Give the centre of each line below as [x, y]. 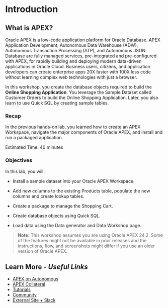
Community [24, 295]
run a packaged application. [34, 138]
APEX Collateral [29, 284]
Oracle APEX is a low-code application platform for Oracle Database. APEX [83, 40]
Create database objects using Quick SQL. [56, 216]
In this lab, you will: [25, 171]
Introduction [32, 9]
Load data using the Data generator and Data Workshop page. [77, 225]
